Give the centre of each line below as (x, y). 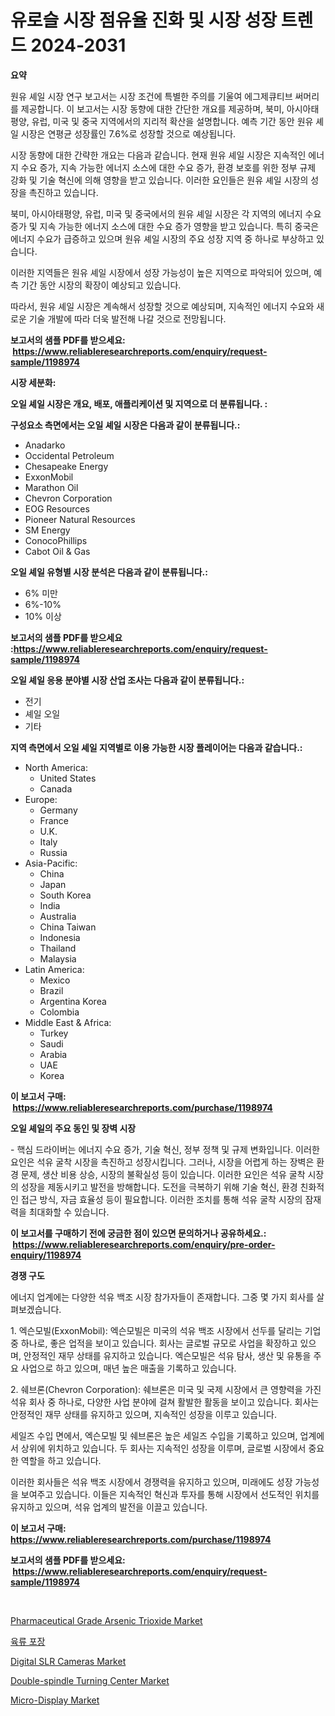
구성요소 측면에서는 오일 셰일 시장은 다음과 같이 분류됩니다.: (125, 425)
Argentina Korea (73, 1001)
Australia (58, 916)
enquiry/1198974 (46, 1255)
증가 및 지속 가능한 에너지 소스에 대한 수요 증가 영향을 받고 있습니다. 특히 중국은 (165, 226)
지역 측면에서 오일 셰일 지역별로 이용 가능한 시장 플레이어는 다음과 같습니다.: (156, 747)
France (54, 820)
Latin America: (54, 969)
